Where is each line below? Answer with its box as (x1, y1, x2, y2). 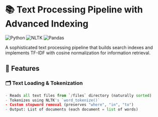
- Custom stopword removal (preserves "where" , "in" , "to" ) (5, 102, 134, 107)
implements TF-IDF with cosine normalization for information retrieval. (5, 50, 151, 56)
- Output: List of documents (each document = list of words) (5, 107, 138, 112)
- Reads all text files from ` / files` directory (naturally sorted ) (5, 93, 152, 98)
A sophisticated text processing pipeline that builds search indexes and (5, 44, 153, 50)
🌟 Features (5, 64, 40, 73)
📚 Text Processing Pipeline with (5, 4, 143, 16)
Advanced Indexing (5, 18, 89, 30)
